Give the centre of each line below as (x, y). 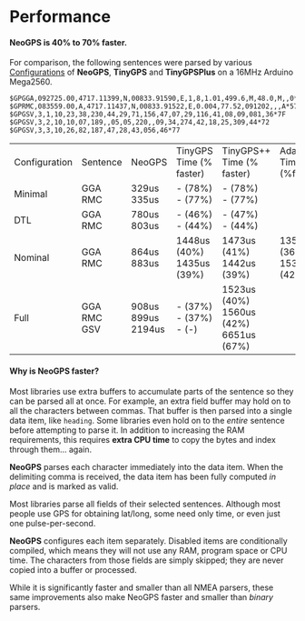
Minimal (31, 195)
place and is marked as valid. (64, 486)
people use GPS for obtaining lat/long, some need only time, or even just (145, 513)
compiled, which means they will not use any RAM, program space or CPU (148, 550)
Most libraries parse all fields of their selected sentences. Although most (145, 504)
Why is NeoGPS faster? (54, 371)
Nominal (32, 258)
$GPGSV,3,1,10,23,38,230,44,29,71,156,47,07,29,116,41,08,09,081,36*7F (148, 115)
